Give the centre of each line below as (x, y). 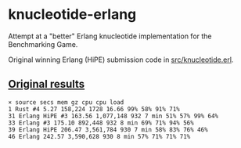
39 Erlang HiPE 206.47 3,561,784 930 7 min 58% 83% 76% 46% (108, 130)
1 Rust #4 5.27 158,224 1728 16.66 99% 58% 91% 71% (94, 109)
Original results (47, 84)
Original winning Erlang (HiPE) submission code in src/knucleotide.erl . (121, 60)
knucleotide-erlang (72, 14)
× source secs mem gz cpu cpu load (66, 102)
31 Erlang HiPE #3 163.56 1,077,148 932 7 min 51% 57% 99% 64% (113, 116)
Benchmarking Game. (43, 44)
